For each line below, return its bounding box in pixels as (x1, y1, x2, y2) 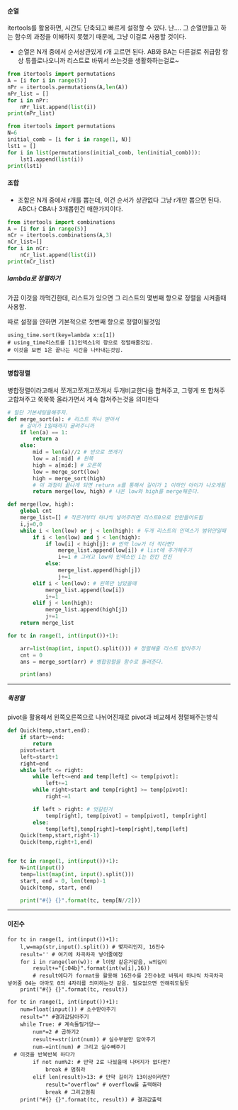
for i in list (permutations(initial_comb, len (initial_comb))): (7, 149, 201, 156)
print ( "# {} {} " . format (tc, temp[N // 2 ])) (20, 897, 141, 904)
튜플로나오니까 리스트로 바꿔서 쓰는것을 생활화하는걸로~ (25, 57, 179, 65)
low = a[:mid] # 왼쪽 (33, 455, 93, 463)
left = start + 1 (20, 753, 59, 761)
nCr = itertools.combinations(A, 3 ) (7, 232, 113, 239)
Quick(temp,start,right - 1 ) (20, 832, 100, 839)
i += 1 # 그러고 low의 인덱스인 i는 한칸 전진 (57, 553, 172, 561)
